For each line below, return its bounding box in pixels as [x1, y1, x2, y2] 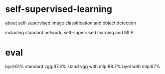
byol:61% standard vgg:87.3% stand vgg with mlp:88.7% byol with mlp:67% [5, 63, 161, 69]
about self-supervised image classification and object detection [5, 20, 136, 26]
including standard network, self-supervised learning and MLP [5, 29, 134, 35]
